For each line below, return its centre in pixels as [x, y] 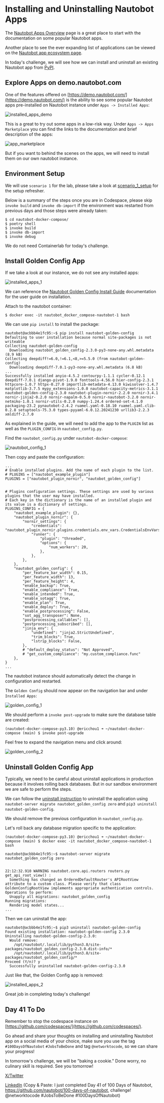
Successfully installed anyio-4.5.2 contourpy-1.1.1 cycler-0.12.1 [75, 376]
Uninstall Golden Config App [49, 767]
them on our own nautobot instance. [41, 158]
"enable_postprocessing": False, [57, 612]
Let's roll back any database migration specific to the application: [71, 828]
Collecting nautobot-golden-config [41, 346]
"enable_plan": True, [45, 603]
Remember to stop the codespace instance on [51, 1021]
